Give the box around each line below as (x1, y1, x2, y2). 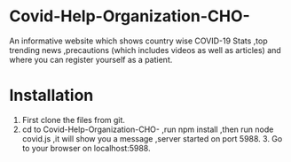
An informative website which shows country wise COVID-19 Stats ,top (9, 35, 268, 46)
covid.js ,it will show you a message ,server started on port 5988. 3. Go (21, 133, 283, 143)
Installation (9, 86, 94, 105)
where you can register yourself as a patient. (9, 54, 173, 65)
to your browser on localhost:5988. (21, 143, 151, 153)
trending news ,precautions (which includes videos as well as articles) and (9, 44, 281, 55)
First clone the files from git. (21, 114, 126, 125)
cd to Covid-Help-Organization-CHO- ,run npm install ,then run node (21, 124, 274, 135)
